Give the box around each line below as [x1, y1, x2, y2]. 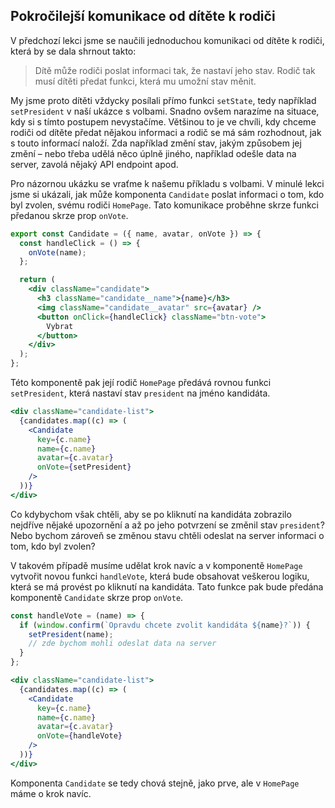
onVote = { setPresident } [36, 462, 132, 473]
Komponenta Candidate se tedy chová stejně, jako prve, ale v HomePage [10, 777, 300, 789]
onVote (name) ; [28, 247, 87, 258]
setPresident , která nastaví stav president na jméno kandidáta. [10, 387, 271, 399]
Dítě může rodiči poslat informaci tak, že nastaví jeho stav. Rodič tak [34, 64, 316, 76]
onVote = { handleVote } [36, 731, 123, 741]
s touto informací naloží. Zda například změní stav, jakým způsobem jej [10, 137, 302, 149]
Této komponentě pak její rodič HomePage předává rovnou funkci [10, 377, 272, 389]
